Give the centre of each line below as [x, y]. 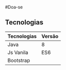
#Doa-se [14, 7]
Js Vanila [18, 52]
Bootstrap [19, 60]
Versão [50, 36]
